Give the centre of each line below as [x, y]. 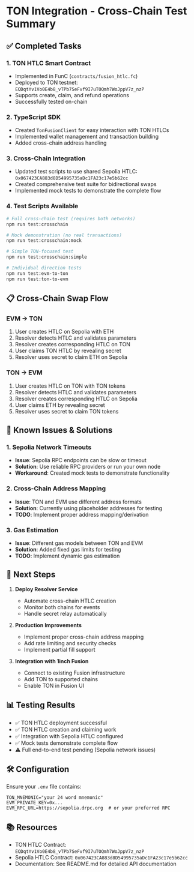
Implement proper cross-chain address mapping [84, 637]
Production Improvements [48, 625]
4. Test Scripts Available [42, 206]
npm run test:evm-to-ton [37, 273]
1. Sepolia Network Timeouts [49, 447]
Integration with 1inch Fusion [52, 661]
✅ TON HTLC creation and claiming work [65, 729]
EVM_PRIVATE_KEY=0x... [35, 803]
